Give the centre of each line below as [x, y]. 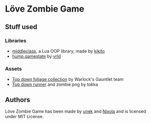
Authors [18, 100]
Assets [14, 69]
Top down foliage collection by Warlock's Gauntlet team [68, 79]
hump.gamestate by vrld [36, 56]
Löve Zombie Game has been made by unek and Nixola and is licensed [75, 111]
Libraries [16, 41]
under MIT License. [24, 116]
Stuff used [21, 27]
